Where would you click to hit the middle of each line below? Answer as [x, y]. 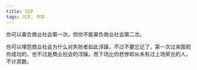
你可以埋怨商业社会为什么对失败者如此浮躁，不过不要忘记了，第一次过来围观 [98, 47]
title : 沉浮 [20, 11]
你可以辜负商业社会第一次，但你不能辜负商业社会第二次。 [75, 34]
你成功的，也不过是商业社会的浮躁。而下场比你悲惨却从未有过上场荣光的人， [98, 54]
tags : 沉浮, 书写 [26, 17]
